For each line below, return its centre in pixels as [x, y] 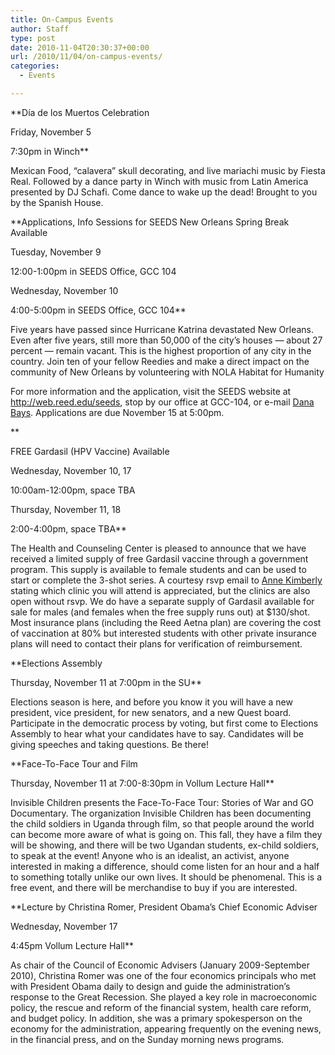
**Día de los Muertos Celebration [80, 112]
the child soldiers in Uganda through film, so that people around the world [162, 823]
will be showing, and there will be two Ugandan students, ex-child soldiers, [165, 845]
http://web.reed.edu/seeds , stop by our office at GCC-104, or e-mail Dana [162, 402]
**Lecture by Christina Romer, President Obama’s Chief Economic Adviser [164, 907]
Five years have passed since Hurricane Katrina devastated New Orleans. [162, 329]
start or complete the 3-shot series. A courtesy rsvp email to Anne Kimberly [166, 580]
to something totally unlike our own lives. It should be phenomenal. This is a [166, 877]
